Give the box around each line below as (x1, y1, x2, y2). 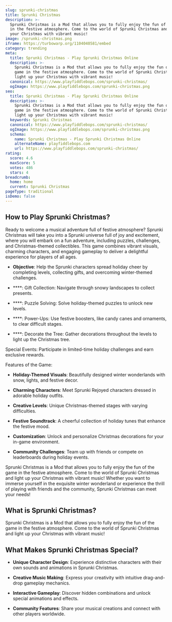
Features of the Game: (5, 362, 53, 368)
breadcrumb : (5, 175, 31, 180)
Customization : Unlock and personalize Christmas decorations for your (12, 433, 164, 439)
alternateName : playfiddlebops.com (14, 141, 91, 146)
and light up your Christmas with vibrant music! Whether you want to (5, 475, 150, 481)
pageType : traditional (5, 189, 54, 194)
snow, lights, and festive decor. (12, 377, 78, 383)
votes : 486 (10, 165, 33, 170)
